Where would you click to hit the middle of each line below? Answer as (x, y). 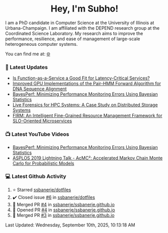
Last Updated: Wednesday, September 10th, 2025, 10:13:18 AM (70, 225)
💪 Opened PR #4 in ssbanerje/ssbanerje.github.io (64, 210)
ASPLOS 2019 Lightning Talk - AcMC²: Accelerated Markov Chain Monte (88, 158)
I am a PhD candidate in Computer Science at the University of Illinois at (80, 23)
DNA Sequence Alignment (39, 89)
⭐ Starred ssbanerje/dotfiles (42, 190)
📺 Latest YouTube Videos (37, 134)
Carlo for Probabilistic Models (43, 163)
